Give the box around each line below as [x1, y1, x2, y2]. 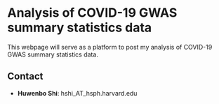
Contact [7, 70, 44, 82]
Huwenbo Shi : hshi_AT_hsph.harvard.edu [17, 89, 138, 97]
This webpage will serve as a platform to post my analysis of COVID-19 [7, 43, 213, 51]
